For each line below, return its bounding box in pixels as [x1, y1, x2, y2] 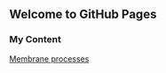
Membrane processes [9, 53, 90, 64]
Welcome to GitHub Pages [9, 7, 157, 22]
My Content [9, 33, 62, 46]
